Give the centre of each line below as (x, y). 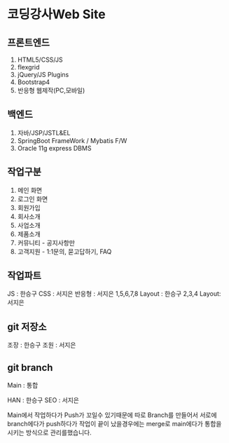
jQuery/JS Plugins (43, 75)
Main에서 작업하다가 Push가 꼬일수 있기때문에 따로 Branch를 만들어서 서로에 (112, 415)
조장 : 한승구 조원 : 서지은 (42, 345)
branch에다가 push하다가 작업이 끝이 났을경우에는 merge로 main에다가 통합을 (114, 424)
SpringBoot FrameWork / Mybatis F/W (72, 140)
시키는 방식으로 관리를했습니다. (50, 432)
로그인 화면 (33, 199)
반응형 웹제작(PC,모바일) (51, 90)
